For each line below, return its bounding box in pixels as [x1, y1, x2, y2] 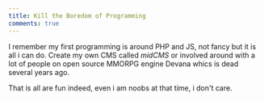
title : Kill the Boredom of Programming [8, 11, 147, 20]
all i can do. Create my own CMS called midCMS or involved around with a [8, 50, 256, 60]
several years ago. [8, 67, 70, 77]
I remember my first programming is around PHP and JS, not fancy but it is [8, 41, 257, 51]
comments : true [8, 19, 60, 27]
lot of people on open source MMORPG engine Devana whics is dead [8, 58, 239, 69]
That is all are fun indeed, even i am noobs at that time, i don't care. [8, 82, 233, 93]
